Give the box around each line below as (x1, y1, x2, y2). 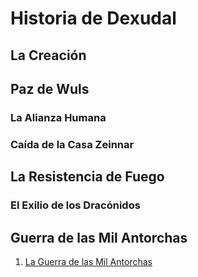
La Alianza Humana (10, 110, 107, 124)
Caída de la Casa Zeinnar (10, 137, 135, 151)
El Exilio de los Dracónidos (10, 198, 141, 212)
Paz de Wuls (10, 80, 90, 97)
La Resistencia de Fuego (10, 168, 165, 186)
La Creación (10, 47, 87, 64)
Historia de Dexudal (10, 7, 177, 30)
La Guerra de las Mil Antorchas (24, 255, 153, 267)
